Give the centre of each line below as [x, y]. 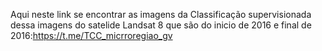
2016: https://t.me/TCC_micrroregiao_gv [91, 35]
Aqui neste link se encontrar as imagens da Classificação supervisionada [161, 14]
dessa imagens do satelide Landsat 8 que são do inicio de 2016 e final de [161, 25]
